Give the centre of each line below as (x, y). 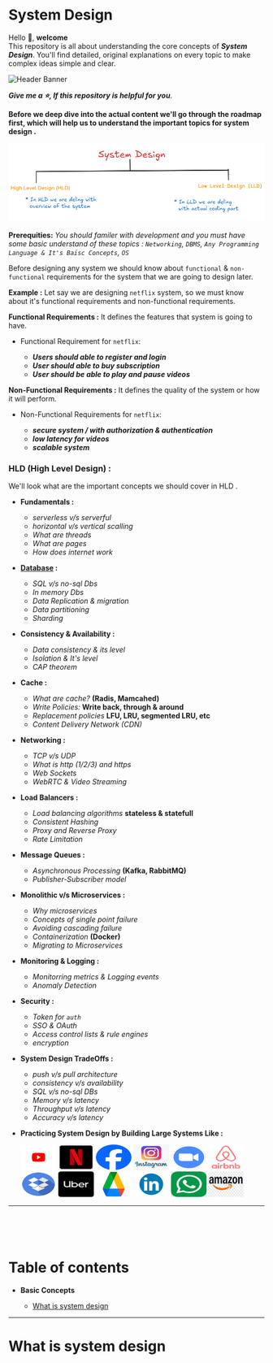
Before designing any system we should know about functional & (119, 268)
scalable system (61, 447)
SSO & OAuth (54, 1026)
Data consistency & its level (79, 650)
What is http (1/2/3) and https (82, 765)
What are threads (62, 535)
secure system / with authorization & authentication (123, 430)
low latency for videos (71, 438)
